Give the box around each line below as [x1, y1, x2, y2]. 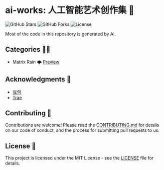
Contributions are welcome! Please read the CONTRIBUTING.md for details [5, 122, 160, 128]
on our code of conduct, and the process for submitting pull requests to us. [5, 127, 160, 133]
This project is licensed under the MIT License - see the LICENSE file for [5, 155, 154, 161]
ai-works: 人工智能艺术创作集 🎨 [5, 4, 135, 16]
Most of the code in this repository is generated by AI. [5, 31, 116, 37]
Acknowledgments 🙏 [5, 75, 71, 84]
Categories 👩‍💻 [5, 45, 51, 54]
